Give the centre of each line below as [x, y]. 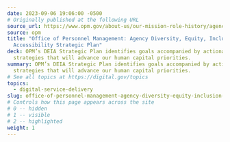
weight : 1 [21, 128]
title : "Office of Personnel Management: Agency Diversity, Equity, [107, 39]
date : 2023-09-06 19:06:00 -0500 [55, 13]
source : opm [24, 32]
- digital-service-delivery [53, 89]
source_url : [24, 26]
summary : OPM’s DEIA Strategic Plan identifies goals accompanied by [108, 64]
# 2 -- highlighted [35, 121]
